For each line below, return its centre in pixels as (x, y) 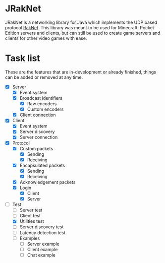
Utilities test (32, 221)
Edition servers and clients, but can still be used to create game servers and (83, 33)
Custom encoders (45, 109)
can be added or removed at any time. (44, 77)
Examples (30, 238)
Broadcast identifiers (41, 98)
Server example (43, 244)
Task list (23, 58)
